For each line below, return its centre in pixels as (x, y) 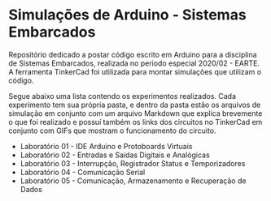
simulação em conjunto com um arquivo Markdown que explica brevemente (135, 113)
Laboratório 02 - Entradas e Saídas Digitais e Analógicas (115, 155)
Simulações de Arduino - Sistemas (127, 15)
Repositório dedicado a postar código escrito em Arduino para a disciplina (133, 54)
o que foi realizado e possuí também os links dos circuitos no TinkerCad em (135, 122)
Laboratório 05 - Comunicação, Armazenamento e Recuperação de (133, 181)
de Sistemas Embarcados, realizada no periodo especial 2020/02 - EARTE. (134, 63)
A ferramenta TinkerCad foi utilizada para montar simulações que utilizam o (135, 71)
